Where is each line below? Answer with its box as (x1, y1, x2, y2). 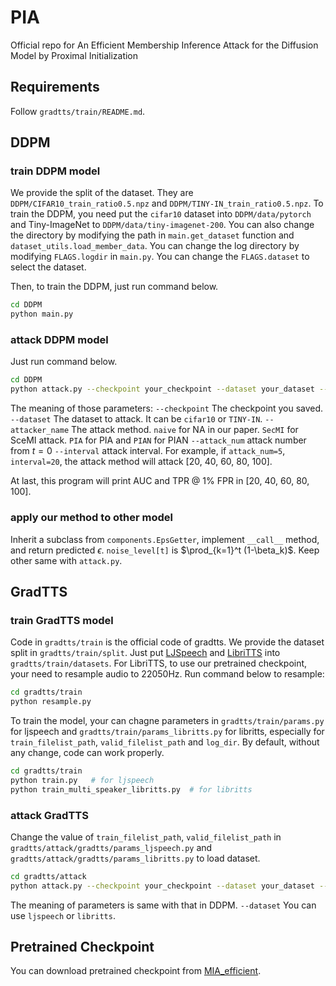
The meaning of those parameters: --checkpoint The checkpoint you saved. (10, 402, 324, 415)
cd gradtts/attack (10, 871, 87, 881)
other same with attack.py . (10, 554, 123, 566)
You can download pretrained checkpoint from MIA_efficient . (10, 965, 262, 977)
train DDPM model (10, 164, 101, 178)
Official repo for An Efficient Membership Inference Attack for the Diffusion (10, 39, 319, 51)
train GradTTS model (10, 613, 114, 627)
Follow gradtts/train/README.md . (10, 105, 146, 117)
